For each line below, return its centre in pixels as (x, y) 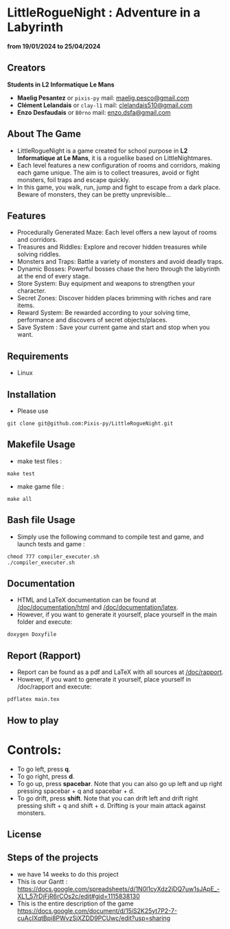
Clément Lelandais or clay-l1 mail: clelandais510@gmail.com (105, 105)
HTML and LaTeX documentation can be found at (87, 600)
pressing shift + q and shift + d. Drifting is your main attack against (111, 805)
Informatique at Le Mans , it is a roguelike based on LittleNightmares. (115, 158)
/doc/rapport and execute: (54, 687)
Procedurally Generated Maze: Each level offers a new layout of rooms (117, 232)
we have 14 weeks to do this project (68, 874)
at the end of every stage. (54, 276)
